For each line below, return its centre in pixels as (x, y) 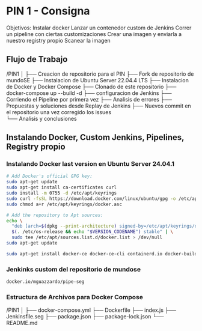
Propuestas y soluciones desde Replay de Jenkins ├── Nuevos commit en (99, 106)
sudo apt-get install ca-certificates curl (62, 187)
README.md (22, 323)
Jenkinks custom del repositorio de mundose (74, 269)
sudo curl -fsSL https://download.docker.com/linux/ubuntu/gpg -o (91, 199)
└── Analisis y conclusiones (41, 118)
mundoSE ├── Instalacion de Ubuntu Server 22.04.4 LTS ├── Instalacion (98, 80)
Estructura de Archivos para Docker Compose (75, 297)
